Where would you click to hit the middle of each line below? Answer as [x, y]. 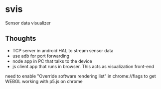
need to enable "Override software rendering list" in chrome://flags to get [80, 76]
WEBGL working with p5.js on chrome [44, 81]
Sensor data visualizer [28, 23]
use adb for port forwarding [41, 56]
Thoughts [21, 39]
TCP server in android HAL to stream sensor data [63, 50]
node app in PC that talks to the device [52, 61]
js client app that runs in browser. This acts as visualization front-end [83, 66]
